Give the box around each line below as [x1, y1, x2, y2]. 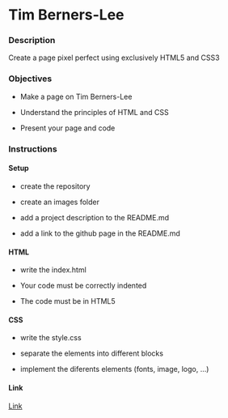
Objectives [8, 73, 53, 84]
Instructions [8, 143, 58, 155]
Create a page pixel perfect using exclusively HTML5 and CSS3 [8, 53, 220, 62]
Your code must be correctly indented [19, 281, 147, 291]
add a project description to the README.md [19, 212, 170, 222]
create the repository [19, 181, 91, 191]
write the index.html [19, 265, 87, 275]
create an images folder [19, 197, 99, 207]
